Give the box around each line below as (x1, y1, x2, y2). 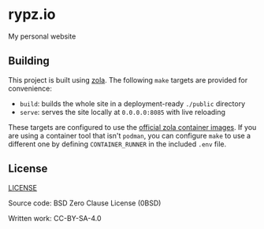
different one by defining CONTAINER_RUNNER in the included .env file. (8, 139, 227, 149)
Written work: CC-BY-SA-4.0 (8, 213, 102, 223)
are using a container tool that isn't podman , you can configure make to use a (8, 131, 251, 140)
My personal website (8, 31, 76, 41)
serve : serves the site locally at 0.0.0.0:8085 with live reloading (19, 107, 226, 116)
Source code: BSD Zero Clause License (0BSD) (8, 198, 162, 208)
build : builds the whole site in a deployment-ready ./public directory (19, 98, 246, 108)
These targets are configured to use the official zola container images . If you (8, 122, 257, 131)
